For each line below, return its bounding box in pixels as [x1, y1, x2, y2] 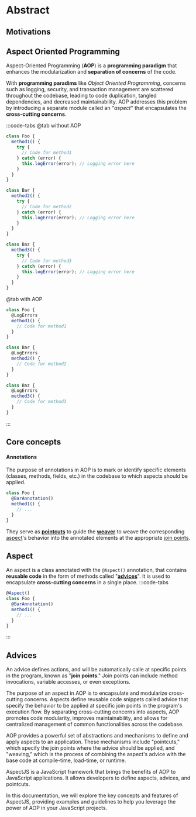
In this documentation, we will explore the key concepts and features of [6, 792, 178, 799]
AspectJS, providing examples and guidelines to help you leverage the [6, 798, 176, 805]
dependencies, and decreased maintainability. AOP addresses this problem [6, 98, 187, 105]
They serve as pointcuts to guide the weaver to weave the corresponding [6, 528, 185, 535]
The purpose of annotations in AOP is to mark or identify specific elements [6, 466, 186, 474]
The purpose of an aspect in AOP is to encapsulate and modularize [6, 690, 168, 697]
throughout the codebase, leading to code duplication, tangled [6, 92, 157, 99]
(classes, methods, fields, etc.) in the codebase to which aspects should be [6, 473, 188, 480]
